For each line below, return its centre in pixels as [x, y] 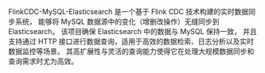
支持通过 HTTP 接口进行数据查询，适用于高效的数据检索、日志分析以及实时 [131, 41]
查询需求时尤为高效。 [43, 61]
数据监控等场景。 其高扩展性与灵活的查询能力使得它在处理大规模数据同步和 [131, 51]
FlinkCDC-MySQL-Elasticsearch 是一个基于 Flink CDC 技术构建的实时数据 [129, 12]
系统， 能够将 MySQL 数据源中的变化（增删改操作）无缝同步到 [117, 21]
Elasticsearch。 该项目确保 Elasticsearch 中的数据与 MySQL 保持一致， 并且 [132, 31]
